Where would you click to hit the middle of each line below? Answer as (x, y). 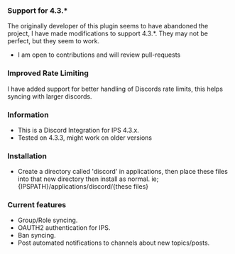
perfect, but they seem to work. (54, 41)
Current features (37, 205)
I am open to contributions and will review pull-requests (99, 55)
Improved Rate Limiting (48, 73)
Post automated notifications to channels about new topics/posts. (114, 243)
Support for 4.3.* (38, 11)
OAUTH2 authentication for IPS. (64, 228)
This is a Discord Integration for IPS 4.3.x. (78, 130)
